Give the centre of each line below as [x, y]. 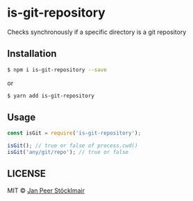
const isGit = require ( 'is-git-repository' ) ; [74, 133]
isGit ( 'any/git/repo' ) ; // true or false [68, 152]
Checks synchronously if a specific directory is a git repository [97, 32]
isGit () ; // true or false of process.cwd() [73, 146]
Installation [32, 54]
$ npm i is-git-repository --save [57, 70]
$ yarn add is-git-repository [51, 96]
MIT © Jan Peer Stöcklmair [46, 190]
